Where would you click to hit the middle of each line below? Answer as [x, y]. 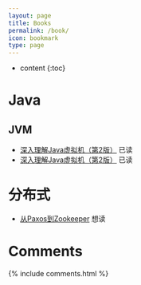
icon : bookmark [33, 38]
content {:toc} [43, 68]
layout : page [30, 16]
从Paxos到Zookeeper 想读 [63, 219]
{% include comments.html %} [59, 273]
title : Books [30, 23]
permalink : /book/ [39, 30]
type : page [26, 46]
